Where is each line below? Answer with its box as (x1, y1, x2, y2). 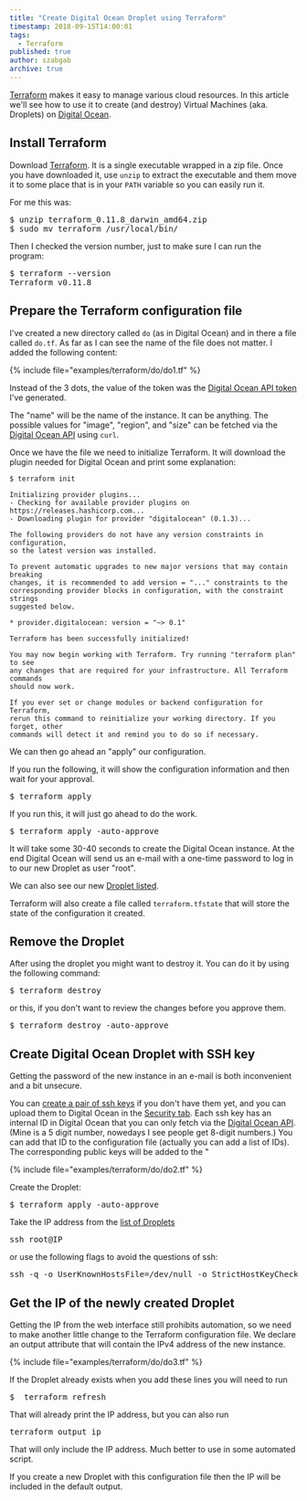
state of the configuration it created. (9, 907, 146, 918)
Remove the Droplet (9, 934, 125, 949)
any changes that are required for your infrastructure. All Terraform (9, 666, 288, 675)
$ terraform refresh (9, 1391, 107, 1402)
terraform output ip (9, 1426, 102, 1437)
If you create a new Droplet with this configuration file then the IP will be (9, 1471, 281, 1482)
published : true (9, 48, 71, 57)
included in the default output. (9, 1481, 123, 1492)
